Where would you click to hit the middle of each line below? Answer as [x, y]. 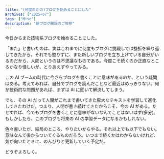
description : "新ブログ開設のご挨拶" [40, 23]
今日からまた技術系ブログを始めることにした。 [52, 38]
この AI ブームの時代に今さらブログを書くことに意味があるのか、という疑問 [81, 77]
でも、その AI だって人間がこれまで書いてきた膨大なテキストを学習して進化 [81, 100]
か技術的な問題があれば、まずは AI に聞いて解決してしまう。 [66, 90]
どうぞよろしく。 [22, 152]
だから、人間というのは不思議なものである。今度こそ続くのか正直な [82, 61]
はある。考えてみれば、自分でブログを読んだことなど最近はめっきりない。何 [82, 84]
